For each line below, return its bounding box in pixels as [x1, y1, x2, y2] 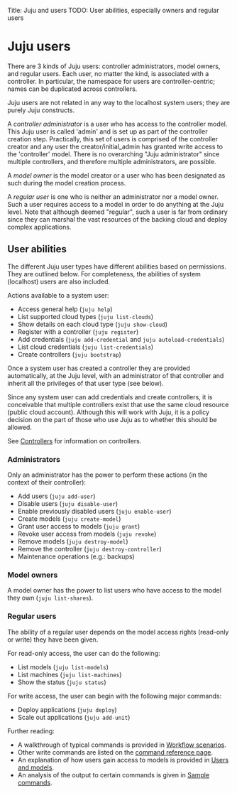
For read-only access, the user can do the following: [7, 649, 161, 657]
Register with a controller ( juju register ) [17, 327, 139, 336]
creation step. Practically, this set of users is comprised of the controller [7, 134, 219, 143]
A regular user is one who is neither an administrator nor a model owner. [7, 192, 219, 201]
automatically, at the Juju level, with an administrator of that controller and [7, 371, 224, 379]
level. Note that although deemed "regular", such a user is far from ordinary [7, 207, 228, 216]
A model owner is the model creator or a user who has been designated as [7, 171, 226, 180]
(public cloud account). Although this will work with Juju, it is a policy [7, 408, 210, 416]
